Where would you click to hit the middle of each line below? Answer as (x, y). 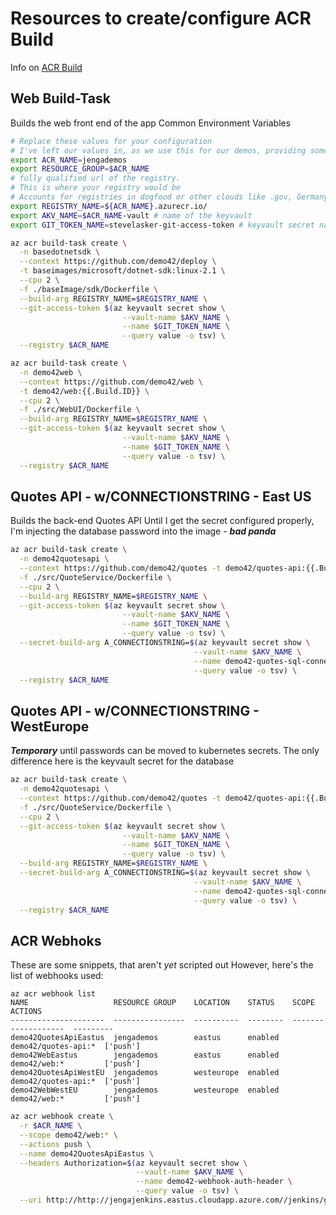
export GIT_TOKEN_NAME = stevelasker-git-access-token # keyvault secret (162, 225)
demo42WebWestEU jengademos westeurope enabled (145, 1090)
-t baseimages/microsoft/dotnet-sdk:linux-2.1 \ (122, 271)
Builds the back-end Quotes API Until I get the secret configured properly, (162, 521)
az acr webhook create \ (62, 1117)
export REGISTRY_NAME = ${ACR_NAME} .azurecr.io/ (109, 206)
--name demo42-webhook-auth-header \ (214, 1182)
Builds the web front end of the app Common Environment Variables (151, 123)
